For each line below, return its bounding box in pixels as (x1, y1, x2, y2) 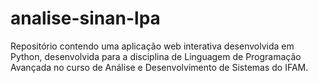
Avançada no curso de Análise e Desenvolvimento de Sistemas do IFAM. (10, 61, 309, 73)
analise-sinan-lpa (10, 7, 161, 30)
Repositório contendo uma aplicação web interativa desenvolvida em (10, 40, 295, 52)
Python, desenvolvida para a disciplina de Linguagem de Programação (10, 50, 302, 62)
